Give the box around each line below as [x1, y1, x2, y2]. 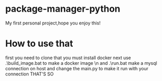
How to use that [5, 38, 73, 49]
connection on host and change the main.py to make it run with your [5, 65, 149, 71]
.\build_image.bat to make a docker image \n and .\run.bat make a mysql [5, 60, 157, 66]
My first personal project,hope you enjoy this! [5, 20, 101, 26]
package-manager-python [5, 3, 121, 15]
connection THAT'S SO [5, 71, 54, 77]
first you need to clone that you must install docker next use [5, 55, 131, 61]
